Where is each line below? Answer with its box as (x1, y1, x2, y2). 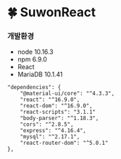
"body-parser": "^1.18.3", (20, 114, 99, 122)
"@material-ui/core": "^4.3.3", (20, 90, 115, 98)
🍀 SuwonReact (7, 4, 96, 20)
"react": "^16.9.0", (20, 96, 80, 103)
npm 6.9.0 (17, 55, 47, 64)
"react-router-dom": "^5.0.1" (20, 139, 109, 147)
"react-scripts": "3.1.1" (20, 109, 96, 116)
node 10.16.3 (17, 47, 54, 57)
